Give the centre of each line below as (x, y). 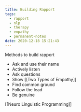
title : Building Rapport (30, 9)
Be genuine (23, 95)
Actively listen (26, 69)
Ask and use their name (35, 64)
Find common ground (33, 84)
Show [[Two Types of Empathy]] (44, 79)
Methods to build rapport (30, 55)
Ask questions (26, 74)
